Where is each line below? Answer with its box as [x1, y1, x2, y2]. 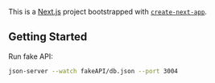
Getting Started [8, 30, 88, 44]
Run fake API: [8, 52, 54, 61]
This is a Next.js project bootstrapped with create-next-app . [8, 7, 208, 16]
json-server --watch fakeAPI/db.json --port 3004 [8, 67, 179, 75]
